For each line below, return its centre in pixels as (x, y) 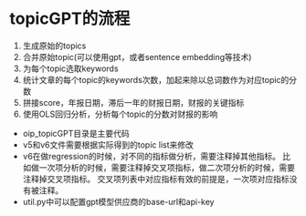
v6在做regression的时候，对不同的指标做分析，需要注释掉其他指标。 (152, 156)
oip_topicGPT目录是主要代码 (76, 133)
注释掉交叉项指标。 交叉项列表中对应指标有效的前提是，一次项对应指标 (156, 179)
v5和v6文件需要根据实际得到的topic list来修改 (108, 144)
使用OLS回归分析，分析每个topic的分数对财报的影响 (120, 114)
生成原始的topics (54, 46)
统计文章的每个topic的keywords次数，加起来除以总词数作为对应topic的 (156, 79)
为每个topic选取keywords (70, 68)
